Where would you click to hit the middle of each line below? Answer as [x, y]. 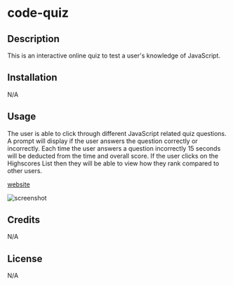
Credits [24, 220]
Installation [32, 77]
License [25, 258]
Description [33, 39]
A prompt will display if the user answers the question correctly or [102, 141]
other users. [25, 170]
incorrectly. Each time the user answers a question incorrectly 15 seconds [114, 148]
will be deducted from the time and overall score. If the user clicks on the [113, 156]
